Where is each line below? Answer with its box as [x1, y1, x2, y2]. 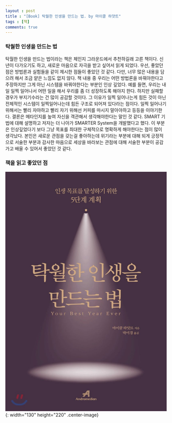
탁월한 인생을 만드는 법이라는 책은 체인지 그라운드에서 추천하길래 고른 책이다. [5, 55, 159, 62]
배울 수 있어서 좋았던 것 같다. [14, 145, 72, 151]
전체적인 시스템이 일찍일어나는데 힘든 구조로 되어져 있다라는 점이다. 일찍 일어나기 [5, 100, 167, 107]
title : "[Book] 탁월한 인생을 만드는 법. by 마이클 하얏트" [5, 13, 121, 19]
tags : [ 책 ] [5, 19, 30, 24]
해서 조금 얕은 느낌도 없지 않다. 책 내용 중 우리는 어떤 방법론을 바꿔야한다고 [14, 75, 164, 81]
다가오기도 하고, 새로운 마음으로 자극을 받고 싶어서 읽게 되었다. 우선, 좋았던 [14, 62, 164, 68]
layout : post [5, 8, 36, 13]
